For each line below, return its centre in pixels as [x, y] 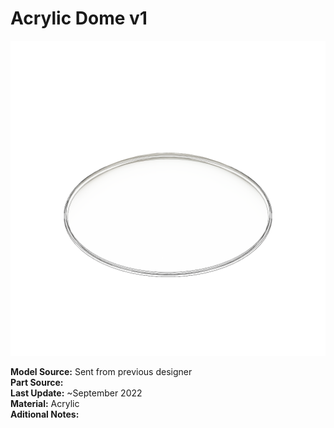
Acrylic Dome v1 [79, 18]
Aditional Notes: [45, 414]
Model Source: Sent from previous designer [101, 371]
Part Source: [37, 382]
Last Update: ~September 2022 [76, 393]
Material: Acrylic [45, 403]
